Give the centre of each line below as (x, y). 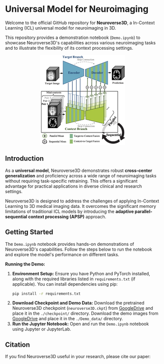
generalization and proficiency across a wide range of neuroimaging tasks (81, 175)
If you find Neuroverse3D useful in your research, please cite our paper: (78, 357)
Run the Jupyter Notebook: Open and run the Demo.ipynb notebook (80, 324)
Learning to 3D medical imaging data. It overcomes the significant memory (81, 206)
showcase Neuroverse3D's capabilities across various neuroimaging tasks (81, 42)
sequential (16, 216)
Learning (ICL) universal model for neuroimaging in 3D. (61, 28)
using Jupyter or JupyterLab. (41, 329)
